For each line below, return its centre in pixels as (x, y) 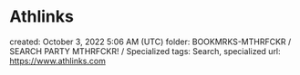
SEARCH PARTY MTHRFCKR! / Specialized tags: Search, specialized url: (145, 51)
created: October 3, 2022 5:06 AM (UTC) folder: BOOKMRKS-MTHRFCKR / (150, 42)
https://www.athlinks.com (58, 61)
